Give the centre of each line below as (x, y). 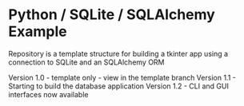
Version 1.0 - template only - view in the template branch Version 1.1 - (122, 77)
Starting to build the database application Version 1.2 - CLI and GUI (119, 86)
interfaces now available (48, 94)
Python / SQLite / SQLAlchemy (112, 15)
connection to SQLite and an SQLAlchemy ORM (87, 62)
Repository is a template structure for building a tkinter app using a (118, 53)
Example (38, 31)
